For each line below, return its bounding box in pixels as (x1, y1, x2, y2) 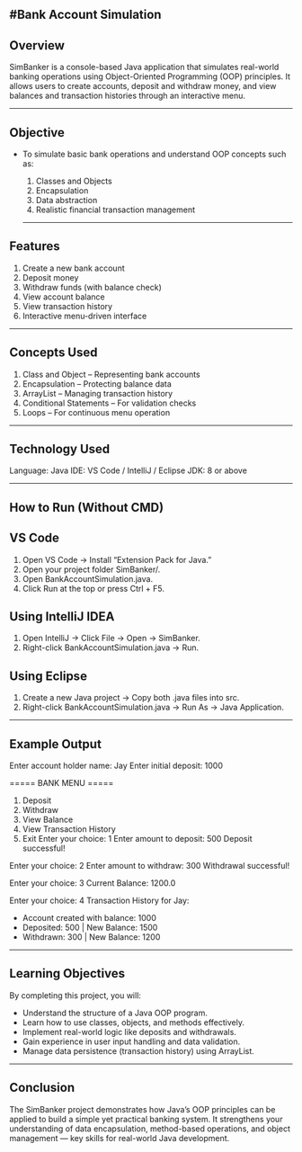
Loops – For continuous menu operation (22, 406, 171, 417)
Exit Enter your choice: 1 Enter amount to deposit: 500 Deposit (22, 834, 253, 844)
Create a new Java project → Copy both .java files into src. (22, 692, 240, 703)
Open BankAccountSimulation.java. (22, 573, 154, 584)
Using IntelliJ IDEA (9, 609, 115, 624)
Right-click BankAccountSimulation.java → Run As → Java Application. (22, 701, 285, 713)
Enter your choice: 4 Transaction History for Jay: (9, 895, 190, 906)
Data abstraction (35, 195, 98, 206)
